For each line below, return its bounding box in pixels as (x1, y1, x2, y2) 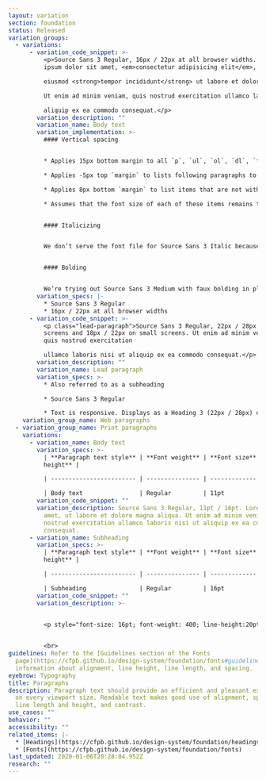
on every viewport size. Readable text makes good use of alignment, (15, 694, 249, 702)
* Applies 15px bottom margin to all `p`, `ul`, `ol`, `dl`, (43, 157, 249, 165)
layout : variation (8, 11, 69, 20)
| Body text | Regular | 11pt (43, 490, 225, 498)
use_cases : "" (8, 709, 55, 717)
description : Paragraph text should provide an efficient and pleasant (8, 686, 249, 694)
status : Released (8, 26, 66, 34)
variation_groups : (8, 33, 69, 42)
